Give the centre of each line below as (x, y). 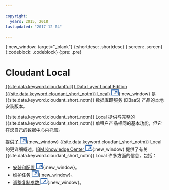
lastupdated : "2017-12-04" (34, 27)
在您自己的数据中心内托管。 (34, 130)
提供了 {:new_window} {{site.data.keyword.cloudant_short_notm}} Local (83, 142)
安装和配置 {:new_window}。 (46, 168)
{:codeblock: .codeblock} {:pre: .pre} (43, 52)
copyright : (17, 16)
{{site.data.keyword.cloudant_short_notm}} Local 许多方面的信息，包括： (81, 156)
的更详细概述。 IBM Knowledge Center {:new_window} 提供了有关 (76, 149)
